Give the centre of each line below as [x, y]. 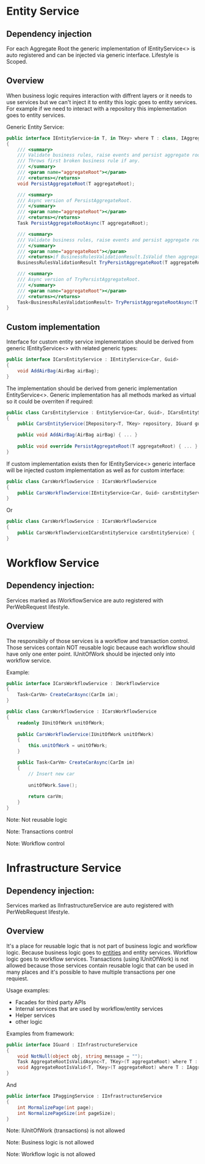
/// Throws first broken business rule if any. [79, 161]
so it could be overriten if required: [50, 401]
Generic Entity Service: [35, 127]
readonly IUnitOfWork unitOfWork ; [61, 723]
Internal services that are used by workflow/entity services [89, 1008]
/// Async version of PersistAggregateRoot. [75, 200]
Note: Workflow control [36, 843]
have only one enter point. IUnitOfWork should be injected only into [91, 654]
